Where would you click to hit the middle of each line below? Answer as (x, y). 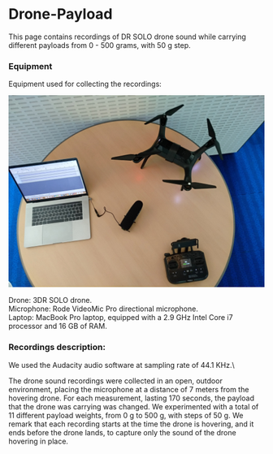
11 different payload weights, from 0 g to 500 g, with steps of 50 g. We (126, 415)
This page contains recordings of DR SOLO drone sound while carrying (127, 37)
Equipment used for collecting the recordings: (85, 84)
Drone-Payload (61, 14)
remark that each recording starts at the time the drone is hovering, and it (131, 424)
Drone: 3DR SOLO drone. (50, 301)
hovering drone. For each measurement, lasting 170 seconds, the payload (131, 398)
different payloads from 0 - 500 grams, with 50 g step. (100, 45)
